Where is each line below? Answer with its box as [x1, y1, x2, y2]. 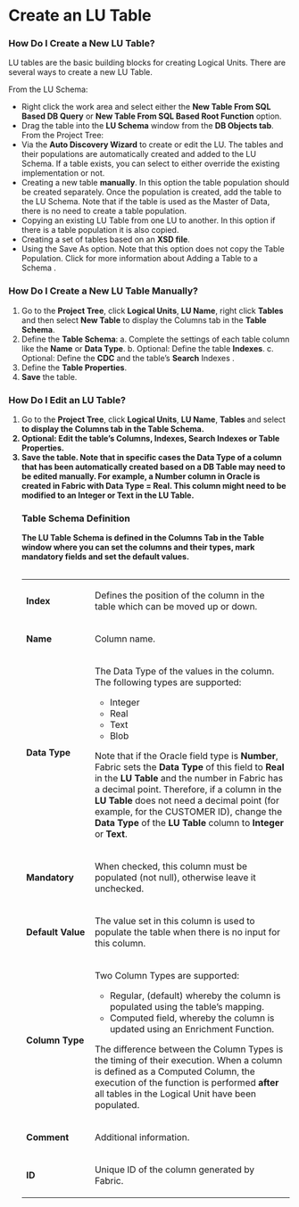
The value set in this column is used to [94, 915, 255, 928]
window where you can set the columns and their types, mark [21, 541, 255, 553]
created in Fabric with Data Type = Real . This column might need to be [21, 481, 287, 492]
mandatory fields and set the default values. [21, 551, 189, 562]
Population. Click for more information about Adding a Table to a [21, 253, 258, 264]
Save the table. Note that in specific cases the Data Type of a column [21, 452, 282, 463]
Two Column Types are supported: [94, 970, 240, 982]
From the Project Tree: [21, 130, 104, 141]
